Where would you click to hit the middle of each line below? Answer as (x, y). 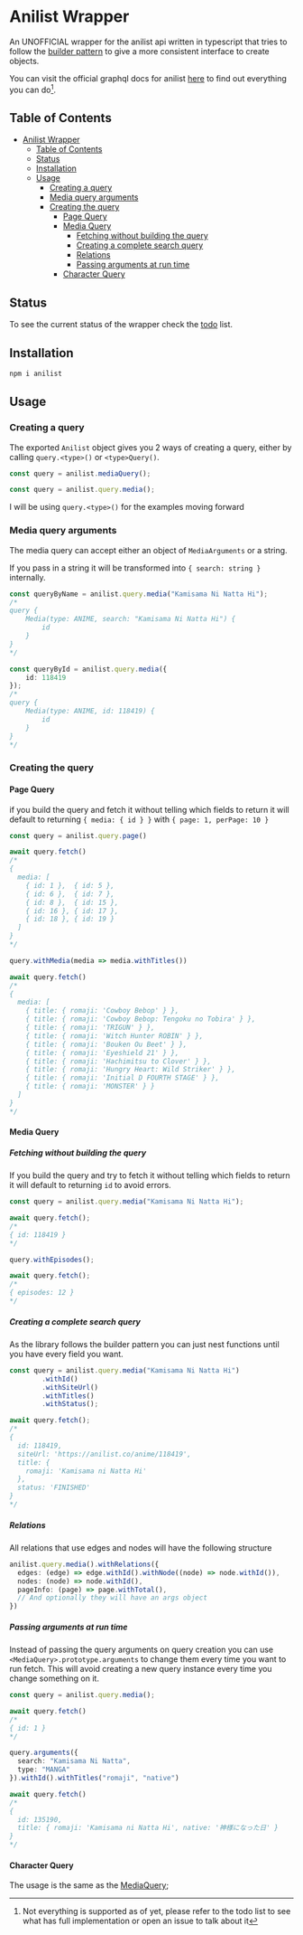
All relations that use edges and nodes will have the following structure (141, 1547)
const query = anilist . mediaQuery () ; (80, 473)
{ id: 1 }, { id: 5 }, (70, 885)
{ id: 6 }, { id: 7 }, (70, 894)
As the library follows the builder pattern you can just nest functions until (144, 1344)
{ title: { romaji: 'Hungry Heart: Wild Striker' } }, (131, 1070)
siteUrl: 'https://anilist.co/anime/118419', (105, 1454)
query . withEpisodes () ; (52, 1260)
